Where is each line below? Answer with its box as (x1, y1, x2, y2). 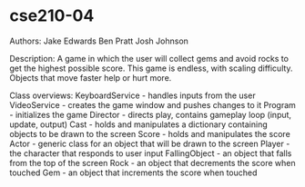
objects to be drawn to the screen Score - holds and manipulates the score (9, 128, 291, 139)
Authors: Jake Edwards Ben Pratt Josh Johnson (9, 35, 189, 46)
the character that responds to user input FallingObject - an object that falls (9, 147, 292, 159)
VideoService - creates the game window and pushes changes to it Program (9, 99, 296, 110)
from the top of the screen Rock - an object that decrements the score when (9, 157, 296, 168)
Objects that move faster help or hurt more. (9, 72, 172, 83)
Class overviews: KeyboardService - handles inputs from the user (9, 90, 257, 101)
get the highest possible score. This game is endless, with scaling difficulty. (9, 63, 293, 74)
